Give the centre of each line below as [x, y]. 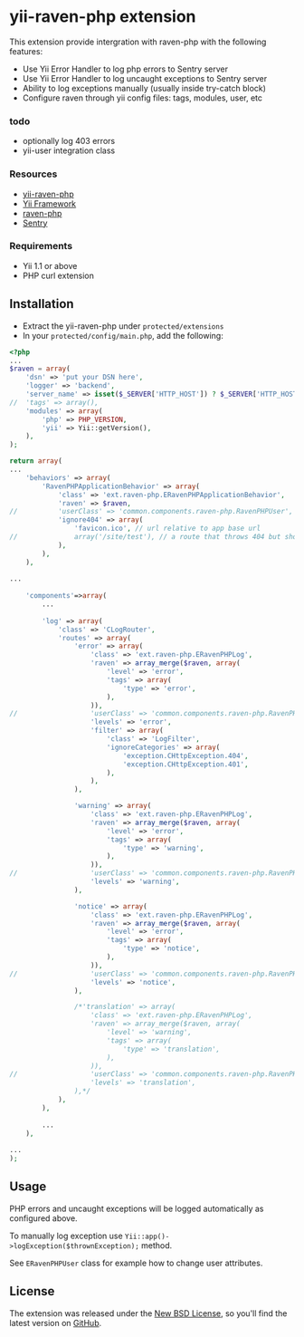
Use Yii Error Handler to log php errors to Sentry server [125, 69]
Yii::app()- [147, 1236]
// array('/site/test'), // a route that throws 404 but [145, 537]
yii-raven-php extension [103, 17]
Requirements [41, 246]
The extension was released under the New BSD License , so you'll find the [148, 1313]
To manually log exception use [66, 1236]
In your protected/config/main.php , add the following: [123, 335]
